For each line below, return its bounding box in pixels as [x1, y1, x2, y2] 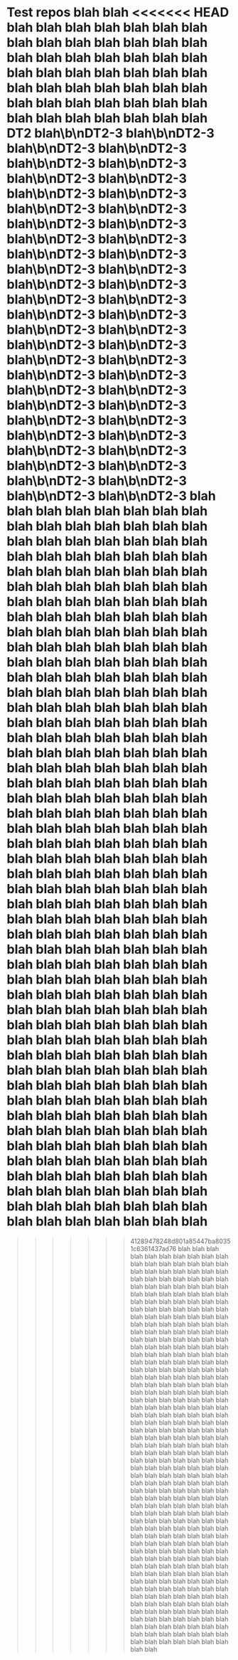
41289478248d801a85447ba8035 [130, 1237, 231, 1245]
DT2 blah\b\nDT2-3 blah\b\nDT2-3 [6, 125, 215, 142]
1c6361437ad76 [130, 1244, 177, 1252]
